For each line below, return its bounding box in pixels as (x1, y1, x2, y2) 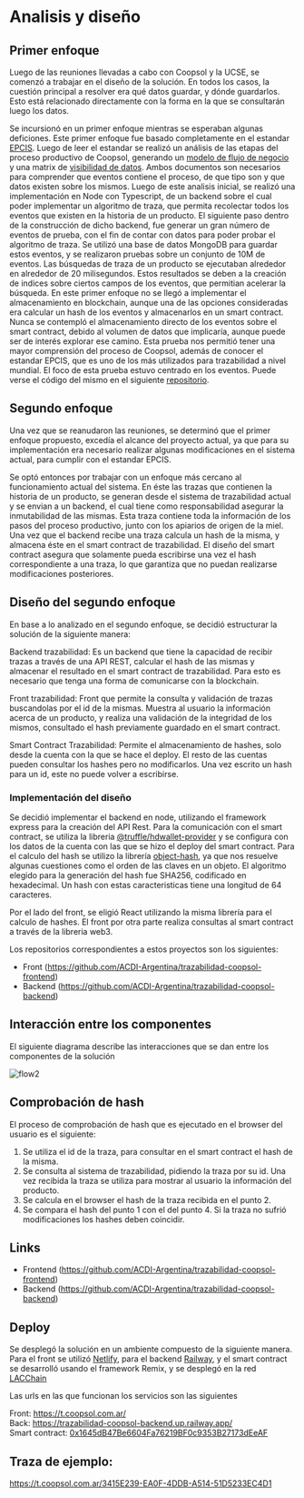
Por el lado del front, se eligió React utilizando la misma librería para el (9, 906, 272, 917)
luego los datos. (9, 106, 70, 116)
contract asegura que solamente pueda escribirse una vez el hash (9, 549, 257, 560)
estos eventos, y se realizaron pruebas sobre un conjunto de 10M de (9, 248, 266, 259)
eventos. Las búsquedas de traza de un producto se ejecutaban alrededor (9, 258, 287, 269)
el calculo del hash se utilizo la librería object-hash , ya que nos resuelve (9, 850, 279, 861)
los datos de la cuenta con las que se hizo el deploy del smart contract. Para (9, 840, 295, 852)
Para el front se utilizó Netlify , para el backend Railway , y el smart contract (9, 1353, 288, 1364)
